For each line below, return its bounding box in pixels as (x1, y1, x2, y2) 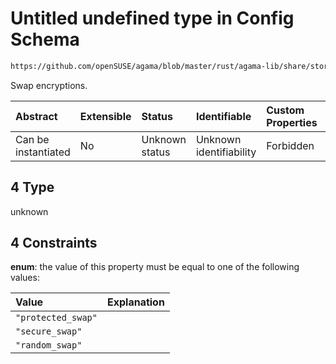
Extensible (79, 109, 132, 123)
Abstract (15, 109, 58, 123)
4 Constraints (10, 235, 98, 252)
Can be (15, 132, 50, 146)
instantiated (15, 145, 71, 159)
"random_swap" (15, 340, 83, 351)
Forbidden (266, 138, 315, 152)
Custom (266, 103, 305, 117)
